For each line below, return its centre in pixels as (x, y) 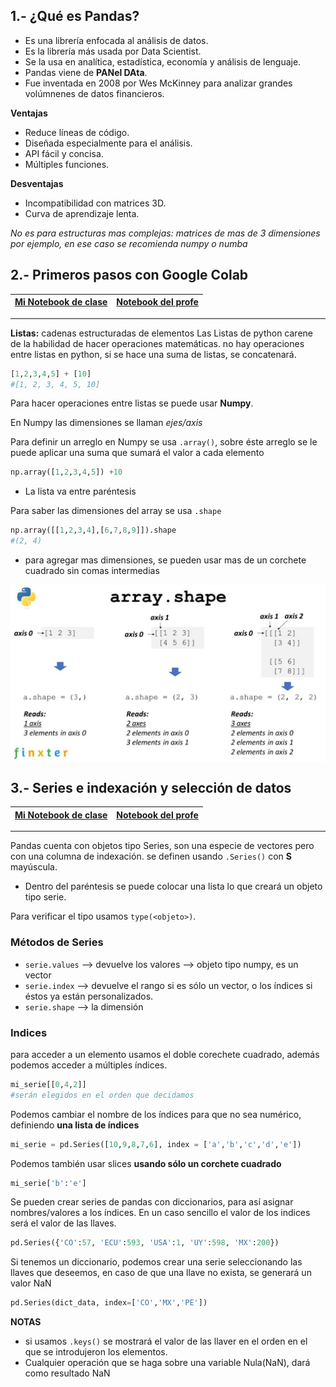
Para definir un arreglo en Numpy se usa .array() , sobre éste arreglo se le (164, 442)
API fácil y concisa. (64, 153)
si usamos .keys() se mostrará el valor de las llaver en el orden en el (166, 1341)
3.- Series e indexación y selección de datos (151, 787)
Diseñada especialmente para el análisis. (108, 143)
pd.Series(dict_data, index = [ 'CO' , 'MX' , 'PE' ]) (109, 1303)
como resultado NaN (67, 1373)
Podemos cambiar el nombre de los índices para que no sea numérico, (156, 1114)
